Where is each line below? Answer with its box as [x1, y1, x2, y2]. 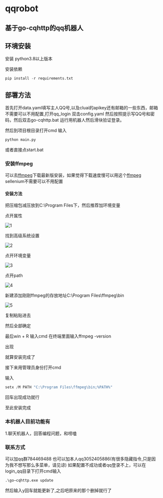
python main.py [5, 137, 36, 142]
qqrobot [5, 3, 39, 14]
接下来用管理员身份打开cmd [5, 365, 61, 370]
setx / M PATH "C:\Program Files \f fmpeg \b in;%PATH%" [5, 385, 113, 390]
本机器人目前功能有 [5, 418, 50, 425]
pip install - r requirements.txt [5, 76, 73, 81]
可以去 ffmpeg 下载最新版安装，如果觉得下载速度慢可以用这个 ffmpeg [5, 172, 141, 178]
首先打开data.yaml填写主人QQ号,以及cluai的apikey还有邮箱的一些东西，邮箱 [5, 105, 158, 111]
